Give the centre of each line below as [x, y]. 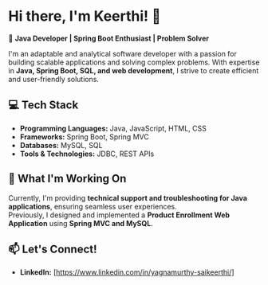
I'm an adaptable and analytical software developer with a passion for [123, 53]
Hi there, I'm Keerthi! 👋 [85, 16]
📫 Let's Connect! [53, 249]
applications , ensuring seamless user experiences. [93, 206]
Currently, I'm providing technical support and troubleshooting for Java [128, 197]
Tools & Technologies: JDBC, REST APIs [87, 154]
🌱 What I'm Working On [67, 179]
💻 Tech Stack [43, 105]
